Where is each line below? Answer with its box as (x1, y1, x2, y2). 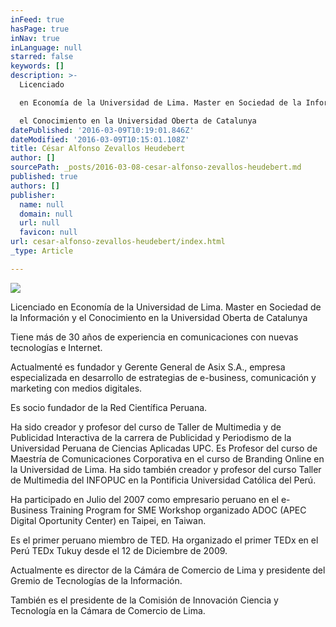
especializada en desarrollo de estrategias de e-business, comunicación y (10, 371, 317, 383)
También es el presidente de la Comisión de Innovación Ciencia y (10, 594, 279, 606)
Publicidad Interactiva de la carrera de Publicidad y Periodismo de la (10, 431, 292, 443)
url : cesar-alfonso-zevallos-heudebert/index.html (10, 237, 226, 247)
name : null (19, 199, 65, 210)
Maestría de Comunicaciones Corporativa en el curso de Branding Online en (10, 452, 325, 465)
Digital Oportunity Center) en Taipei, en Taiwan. (10, 514, 207, 526)
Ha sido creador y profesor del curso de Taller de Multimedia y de (10, 421, 282, 433)
